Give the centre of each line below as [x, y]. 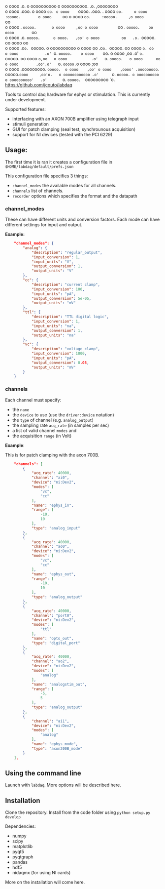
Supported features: [25, 109]
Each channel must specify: [33, 400]
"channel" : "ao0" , [50, 547]
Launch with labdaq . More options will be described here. [63, 785]
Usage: [16, 150]
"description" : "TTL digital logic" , [70, 317]
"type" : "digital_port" [56, 643]
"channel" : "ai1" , [50, 721]
